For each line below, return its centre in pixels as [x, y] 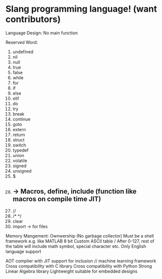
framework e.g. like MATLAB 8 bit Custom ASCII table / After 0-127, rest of [80, 241]
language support [23, 251]
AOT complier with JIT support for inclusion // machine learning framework [81, 261]
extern [19, 129]
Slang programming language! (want [81, 9]
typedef [20, 150]
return [19, 135]
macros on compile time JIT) [57, 199]
